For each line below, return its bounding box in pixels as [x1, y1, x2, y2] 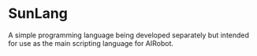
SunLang [8, 5, 69, 23]
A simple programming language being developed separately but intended [8, 30, 250, 40]
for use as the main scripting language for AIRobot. [8, 38, 174, 47]
